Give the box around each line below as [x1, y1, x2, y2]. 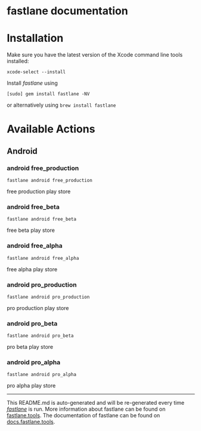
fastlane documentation [7, 4, 128, 18]
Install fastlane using [7, 79, 58, 87]
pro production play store [7, 304, 69, 311]
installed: [7, 58, 29, 65]
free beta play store [7, 227, 55, 234]
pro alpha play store [7, 382, 56, 389]
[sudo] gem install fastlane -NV [7, 91, 90, 97]
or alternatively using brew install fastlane [7, 101, 116, 108]
